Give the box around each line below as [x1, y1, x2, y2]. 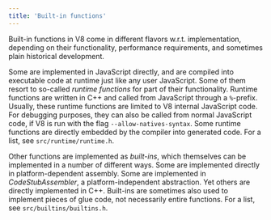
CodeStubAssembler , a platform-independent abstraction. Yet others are [8, 177, 251, 187]
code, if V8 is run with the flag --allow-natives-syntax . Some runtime [8, 118, 241, 128]
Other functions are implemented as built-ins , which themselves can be [8, 151, 247, 161]
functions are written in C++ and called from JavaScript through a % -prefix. [8, 92, 258, 102]
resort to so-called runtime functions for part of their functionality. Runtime [8, 84, 258, 94]
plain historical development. [8, 51, 105, 61]
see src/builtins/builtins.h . [8, 203, 108, 213]
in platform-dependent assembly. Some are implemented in [8, 168, 206, 178]
